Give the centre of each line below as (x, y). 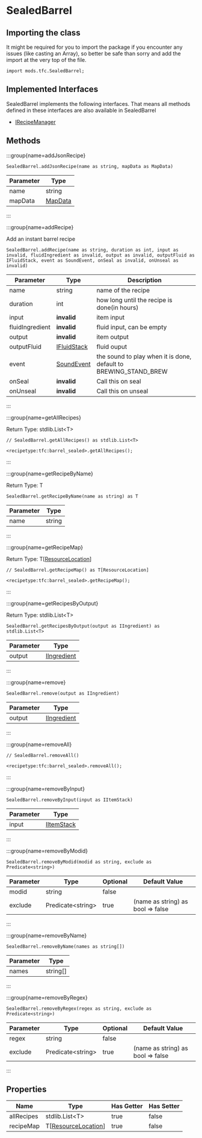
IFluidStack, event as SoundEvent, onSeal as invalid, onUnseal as (93, 260)
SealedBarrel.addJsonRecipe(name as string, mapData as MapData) (90, 166)
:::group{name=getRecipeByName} (50, 474)
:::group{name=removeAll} (39, 744)
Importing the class (43, 33)
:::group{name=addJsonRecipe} (46, 155)
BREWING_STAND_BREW (132, 371)
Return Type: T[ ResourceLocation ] (49, 559)
